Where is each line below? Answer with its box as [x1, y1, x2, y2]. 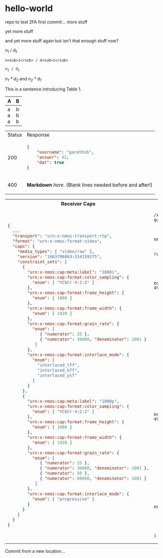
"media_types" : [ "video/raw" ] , [17, 249, 95, 254]
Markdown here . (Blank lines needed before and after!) [26, 182, 153, 189]
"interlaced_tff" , [37, 362, 80, 367]
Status [7, 132, 22, 139]
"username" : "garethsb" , [36, 149, 94, 155]
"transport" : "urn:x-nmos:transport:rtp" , [12, 233, 112, 239]
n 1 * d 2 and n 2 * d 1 [5, 76, 42, 83]
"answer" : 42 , [36, 155, 69, 160]
